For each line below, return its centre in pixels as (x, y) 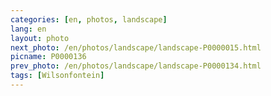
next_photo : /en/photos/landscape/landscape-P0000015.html (136, 47)
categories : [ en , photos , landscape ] (89, 19)
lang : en (28, 29)
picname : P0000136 (48, 57)
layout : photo (40, 38)
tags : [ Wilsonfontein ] (57, 76)
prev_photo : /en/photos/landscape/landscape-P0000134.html (136, 66)
